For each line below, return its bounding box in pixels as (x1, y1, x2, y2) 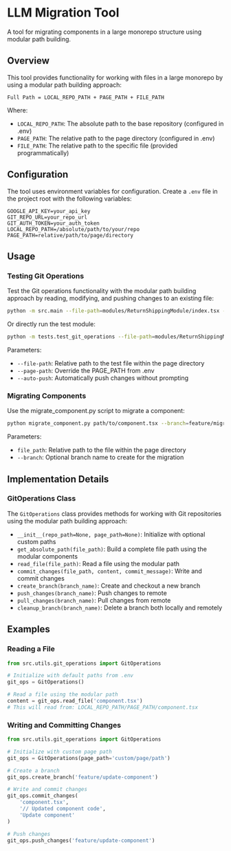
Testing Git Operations (7, 271, 85, 281)
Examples (7, 623, 50, 635)
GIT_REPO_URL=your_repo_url (7, 214, 88, 221)
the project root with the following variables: (7, 194, 132, 203)
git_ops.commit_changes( (7, 792, 78, 799)
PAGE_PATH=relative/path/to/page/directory (7, 232, 134, 239)
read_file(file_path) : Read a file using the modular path (16, 559, 180, 568)
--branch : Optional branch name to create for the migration (16, 453, 184, 461)
